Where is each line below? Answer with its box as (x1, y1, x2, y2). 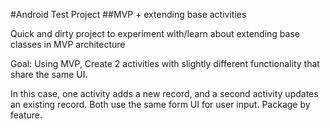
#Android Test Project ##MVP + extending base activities (10, 9, 247, 20)
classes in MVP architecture (10, 39, 126, 50)
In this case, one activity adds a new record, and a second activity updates (10, 88, 319, 99)
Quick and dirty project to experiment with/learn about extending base (10, 28, 300, 39)
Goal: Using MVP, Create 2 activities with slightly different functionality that (10, 58, 320, 69)
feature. (10, 109, 43, 121)
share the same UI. (10, 69, 88, 80)
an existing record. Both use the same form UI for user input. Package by (10, 99, 311, 110)
